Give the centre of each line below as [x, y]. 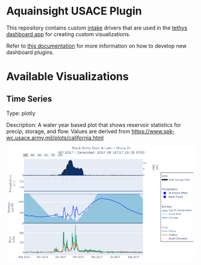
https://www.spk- [153, 131]
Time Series [29, 98]
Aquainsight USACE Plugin [74, 11]
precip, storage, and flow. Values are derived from [68, 131]
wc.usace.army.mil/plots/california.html [55, 137]
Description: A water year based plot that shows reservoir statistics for [94, 125]
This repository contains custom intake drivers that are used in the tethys [97, 28]
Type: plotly [21, 113]
